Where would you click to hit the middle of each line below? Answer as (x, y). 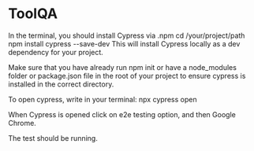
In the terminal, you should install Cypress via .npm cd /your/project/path (127, 35)
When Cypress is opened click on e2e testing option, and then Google (122, 114)
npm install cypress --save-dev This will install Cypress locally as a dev (124, 43)
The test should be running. (53, 138)
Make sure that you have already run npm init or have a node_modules (122, 67)
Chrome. (22, 123)
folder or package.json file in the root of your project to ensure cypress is (127, 75)
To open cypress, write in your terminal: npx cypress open (103, 99)
